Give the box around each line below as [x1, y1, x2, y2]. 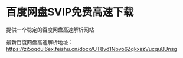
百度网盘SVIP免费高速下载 [6, 5, 134, 19]
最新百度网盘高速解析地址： [6, 38, 74, 46]
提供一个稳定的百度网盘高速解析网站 [6, 26, 94, 33]
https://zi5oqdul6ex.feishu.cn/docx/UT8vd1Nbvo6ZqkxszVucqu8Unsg [6, 45, 177, 52]
